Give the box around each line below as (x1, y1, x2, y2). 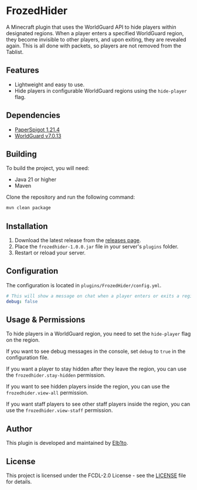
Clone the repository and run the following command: (6, 193, 135, 200)
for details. (6, 478, 32, 485)
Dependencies (6, 110, 60, 121)
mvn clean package (6, 205, 51, 211)
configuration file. (6, 354, 49, 361)
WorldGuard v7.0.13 (14, 132, 62, 139)
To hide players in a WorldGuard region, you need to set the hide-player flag (6, 330, 191, 338)
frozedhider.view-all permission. (6, 389, 89, 396)
